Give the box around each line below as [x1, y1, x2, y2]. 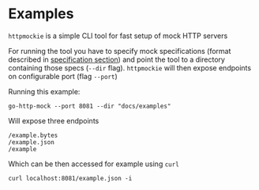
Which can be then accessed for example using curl [8, 159, 179, 169]
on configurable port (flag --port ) [8, 71, 118, 81]
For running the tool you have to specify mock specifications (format [8, 46, 231, 55]
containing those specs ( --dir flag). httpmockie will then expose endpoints [8, 63, 251, 72]
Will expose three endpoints [8, 116, 99, 125]
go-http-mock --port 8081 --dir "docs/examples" [8, 102, 171, 110]
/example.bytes [8, 131, 58, 139]
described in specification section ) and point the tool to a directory [8, 55, 225, 64]
